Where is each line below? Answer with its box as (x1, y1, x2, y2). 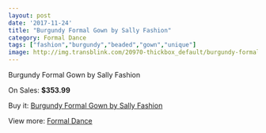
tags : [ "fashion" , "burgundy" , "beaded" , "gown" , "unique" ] (8, 41, 196, 49)
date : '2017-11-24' (8, 19, 73, 27)
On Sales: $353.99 (8, 85, 71, 95)
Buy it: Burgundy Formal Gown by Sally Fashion (8, 101, 163, 110)
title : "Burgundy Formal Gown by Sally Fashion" (8, 26, 172, 34)
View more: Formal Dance (8, 116, 93, 125)
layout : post (8, 11, 51, 20)
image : (8, 48, 30, 56)
